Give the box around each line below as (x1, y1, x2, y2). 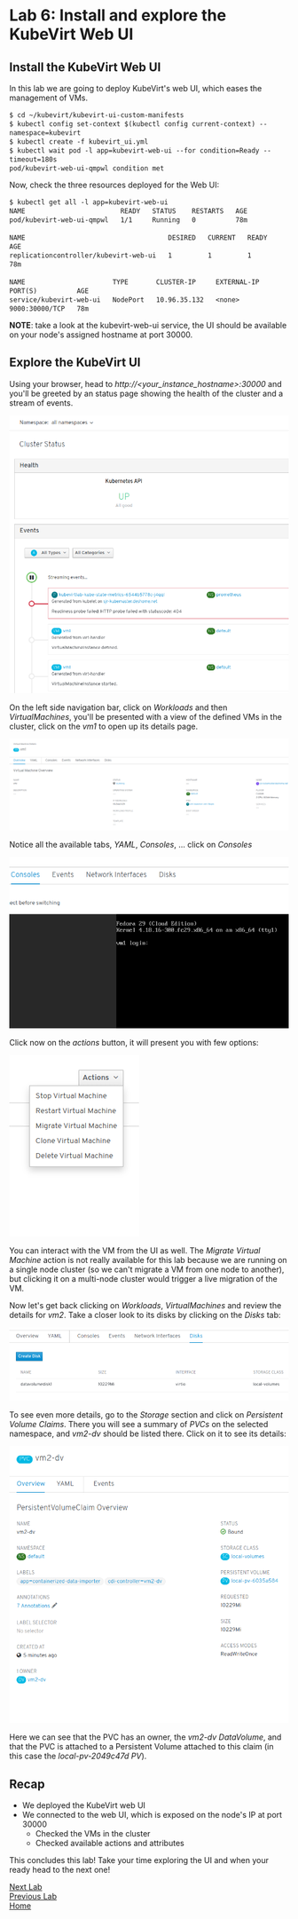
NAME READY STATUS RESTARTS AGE (9, 207, 248, 216)
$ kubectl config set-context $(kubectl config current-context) (9, 120, 255, 129)
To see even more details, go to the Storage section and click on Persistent (9, 1410, 284, 1420)
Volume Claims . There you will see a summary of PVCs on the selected (9, 1419, 269, 1430)
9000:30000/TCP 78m (9, 304, 90, 313)
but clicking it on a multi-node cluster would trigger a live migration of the (9, 1273, 278, 1283)
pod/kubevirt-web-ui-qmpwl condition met (9, 164, 165, 173)
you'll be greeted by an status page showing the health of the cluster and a (9, 388, 284, 399)
